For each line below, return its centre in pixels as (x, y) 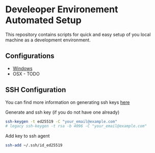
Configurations (30, 56)
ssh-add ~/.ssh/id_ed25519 (34, 145)
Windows (22, 68)
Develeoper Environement (62, 9)
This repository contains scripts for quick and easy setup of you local (78, 34)
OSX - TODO (26, 74)
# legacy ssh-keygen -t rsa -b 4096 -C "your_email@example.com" (76, 126)
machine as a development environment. (48, 40)
